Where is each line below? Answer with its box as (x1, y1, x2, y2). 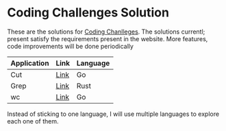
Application (10, 58, 49, 68)
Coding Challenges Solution (7, 5, 170, 21)
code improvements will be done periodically (7, 42, 134, 50)
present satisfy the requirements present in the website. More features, (7, 34, 208, 43)
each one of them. (7, 117, 59, 125)
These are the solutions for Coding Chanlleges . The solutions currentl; (7, 27, 205, 36)
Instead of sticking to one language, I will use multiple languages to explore (7, 110, 220, 118)
